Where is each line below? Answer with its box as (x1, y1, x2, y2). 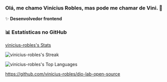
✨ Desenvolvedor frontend (5, 16, 62, 22)
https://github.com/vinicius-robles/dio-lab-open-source (5, 71, 120, 77)
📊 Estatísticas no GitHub (5, 29, 67, 36)
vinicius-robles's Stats (5, 42, 51, 48)
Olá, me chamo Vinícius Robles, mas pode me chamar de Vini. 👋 (5, 4, 163, 11)
